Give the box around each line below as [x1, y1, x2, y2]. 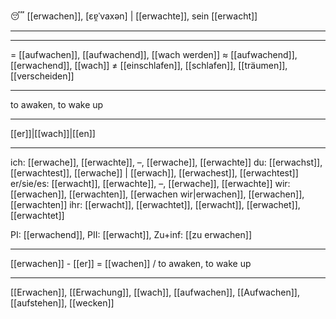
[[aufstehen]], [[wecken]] [10, 297, 115, 309]
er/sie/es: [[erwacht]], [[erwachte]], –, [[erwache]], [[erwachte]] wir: [10, 178, 291, 189]
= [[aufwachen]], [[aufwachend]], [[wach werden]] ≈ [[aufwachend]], [10, 49, 298, 60]
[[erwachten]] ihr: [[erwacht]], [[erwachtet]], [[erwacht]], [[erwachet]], [10, 199, 301, 210]
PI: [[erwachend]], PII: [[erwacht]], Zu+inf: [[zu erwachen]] [10, 229, 253, 240]
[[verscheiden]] [10, 70, 75, 82]
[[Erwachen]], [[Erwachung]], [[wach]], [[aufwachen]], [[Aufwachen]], [10, 286, 300, 298]
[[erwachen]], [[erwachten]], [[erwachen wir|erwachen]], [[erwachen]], [10, 188, 305, 200]
